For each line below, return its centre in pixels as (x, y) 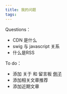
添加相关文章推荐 (30, 80)
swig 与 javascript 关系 (36, 46)
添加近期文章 (26, 86)
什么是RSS (23, 52)
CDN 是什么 (25, 40)
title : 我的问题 (21, 10)
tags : (11, 14)
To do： (13, 63)
